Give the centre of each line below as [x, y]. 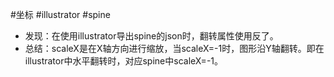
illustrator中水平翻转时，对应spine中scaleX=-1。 [124, 61]
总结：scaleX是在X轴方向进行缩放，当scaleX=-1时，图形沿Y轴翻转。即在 [174, 48]
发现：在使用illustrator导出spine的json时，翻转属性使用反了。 [151, 36]
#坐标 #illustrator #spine [60, 14]
